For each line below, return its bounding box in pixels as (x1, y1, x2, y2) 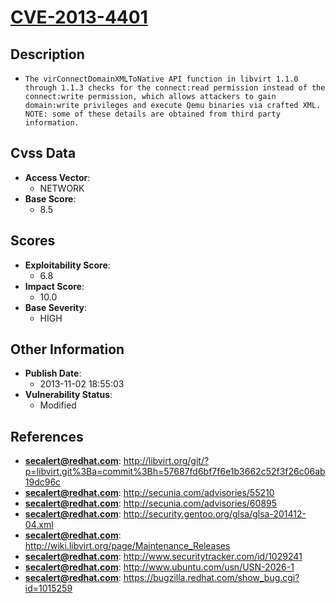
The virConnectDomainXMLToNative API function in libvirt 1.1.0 (24, 74, 299, 84)
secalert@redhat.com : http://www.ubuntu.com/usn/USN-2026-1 (24, 561, 295, 573)
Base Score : (24, 192, 77, 205)
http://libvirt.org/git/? (123, 455, 210, 467)
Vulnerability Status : (24, 389, 113, 401)
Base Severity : (24, 301, 87, 313)
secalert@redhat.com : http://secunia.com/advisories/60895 (24, 497, 278, 510)
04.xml (24, 519, 54, 531)
